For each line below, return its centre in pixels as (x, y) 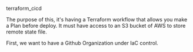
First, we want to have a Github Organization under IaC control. (82, 43)
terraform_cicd (24, 8)
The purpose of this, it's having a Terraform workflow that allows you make (97, 19)
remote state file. (27, 32)
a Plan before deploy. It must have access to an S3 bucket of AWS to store (96, 26)
